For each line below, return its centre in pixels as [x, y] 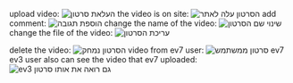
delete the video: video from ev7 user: [107, 50]
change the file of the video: [61, 33]
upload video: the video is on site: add [143, 14]
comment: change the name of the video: [113, 23]
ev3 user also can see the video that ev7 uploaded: [104, 59]
